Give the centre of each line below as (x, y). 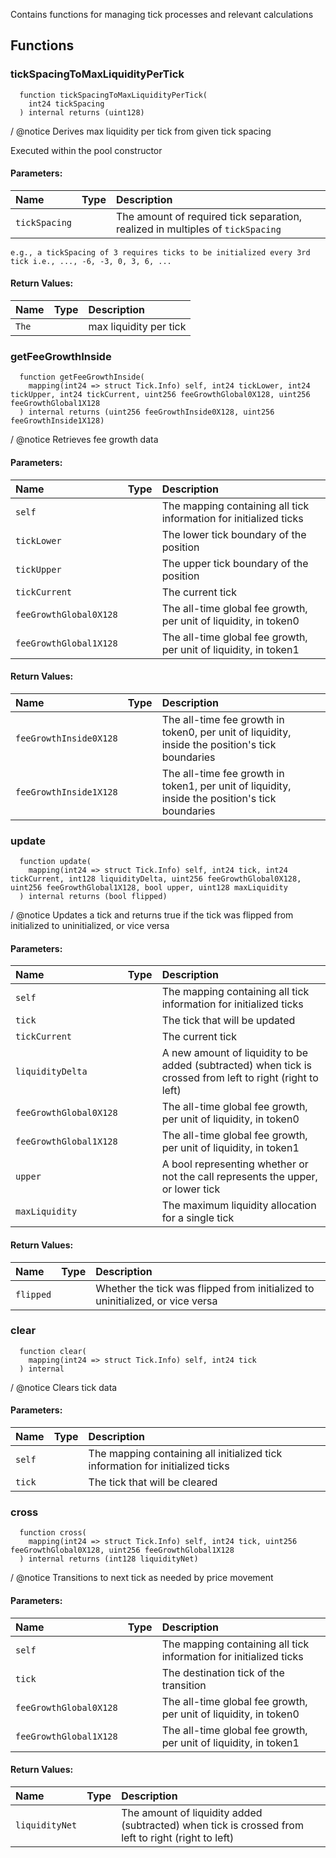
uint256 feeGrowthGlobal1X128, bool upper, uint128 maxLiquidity (149, 888)
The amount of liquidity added (192, 1812)
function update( (55, 862)
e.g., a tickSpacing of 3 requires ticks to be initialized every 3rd (160, 252)
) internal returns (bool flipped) (93, 897)
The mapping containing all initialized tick (185, 1453)
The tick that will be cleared (153, 1482)
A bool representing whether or (235, 1164)
